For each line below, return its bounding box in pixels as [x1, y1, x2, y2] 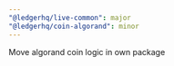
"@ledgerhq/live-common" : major [8, 13, 131, 23]
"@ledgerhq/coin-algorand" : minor [8, 22, 140, 31]
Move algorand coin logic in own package [8, 46, 166, 57]
